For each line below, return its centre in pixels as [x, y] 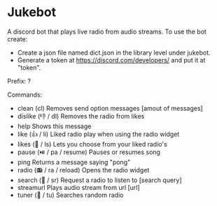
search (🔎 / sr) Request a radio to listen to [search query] [99, 180]
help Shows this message [54, 126]
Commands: [25, 95]
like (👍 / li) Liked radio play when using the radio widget [98, 134]
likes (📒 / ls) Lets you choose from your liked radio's [92, 144]
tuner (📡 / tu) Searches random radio [70, 195]
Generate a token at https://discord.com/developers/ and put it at [111, 60]
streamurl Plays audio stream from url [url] [78, 187]
